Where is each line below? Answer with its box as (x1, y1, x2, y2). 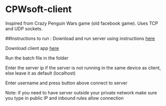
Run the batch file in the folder (5, 55, 69, 61)
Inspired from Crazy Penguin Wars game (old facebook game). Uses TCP (5, 20, 158, 26)
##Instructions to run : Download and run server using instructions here (5, 35, 155, 41)
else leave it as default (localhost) (5, 70, 76, 76)
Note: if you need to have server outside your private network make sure (5, 89, 157, 95)
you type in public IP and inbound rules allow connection (5, 95, 124, 101)
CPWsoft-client (5, 4, 72, 15)
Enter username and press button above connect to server (5, 80, 128, 86)
